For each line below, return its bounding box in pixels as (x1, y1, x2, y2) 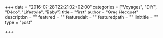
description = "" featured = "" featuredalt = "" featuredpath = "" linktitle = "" (5, 14, 158, 20)
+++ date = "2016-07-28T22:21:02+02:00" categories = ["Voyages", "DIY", (5, 4, 157, 10)
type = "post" (5, 19, 33, 25)
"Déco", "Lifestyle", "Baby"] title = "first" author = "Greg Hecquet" (5, 9, 139, 15)
